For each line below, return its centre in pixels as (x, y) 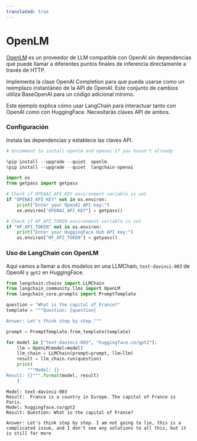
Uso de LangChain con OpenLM (52, 253)
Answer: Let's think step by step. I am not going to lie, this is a (94, 423)
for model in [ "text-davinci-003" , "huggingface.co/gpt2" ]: (82, 342)
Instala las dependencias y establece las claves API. (70, 140)
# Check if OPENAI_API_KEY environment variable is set (76, 194)
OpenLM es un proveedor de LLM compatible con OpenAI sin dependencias (99, 57)
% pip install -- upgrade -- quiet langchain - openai (70, 167)
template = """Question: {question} (51, 311)
